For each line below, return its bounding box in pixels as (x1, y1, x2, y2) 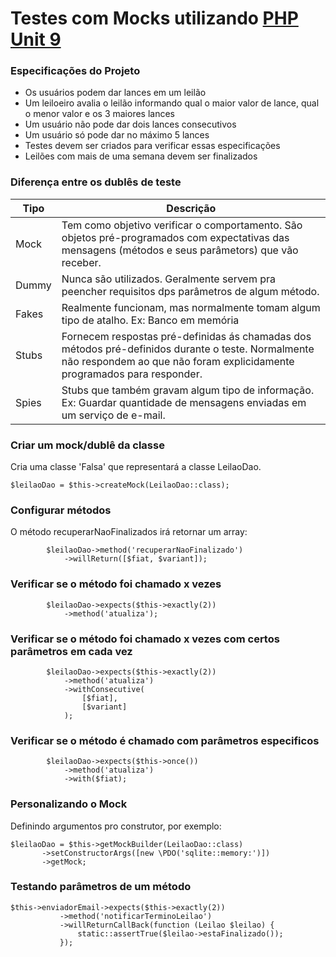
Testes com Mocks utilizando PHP (10, 7, 299, 30)
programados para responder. (61, 367, 203, 381)
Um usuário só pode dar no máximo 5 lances (24, 129, 210, 141)
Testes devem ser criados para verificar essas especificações (24, 140, 281, 152)
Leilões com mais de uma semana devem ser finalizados (24, 150, 258, 162)
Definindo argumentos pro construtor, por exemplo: (10, 820, 222, 832)
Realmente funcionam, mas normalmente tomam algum (61, 300, 321, 314)
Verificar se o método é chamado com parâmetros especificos (10, 733, 320, 747)
